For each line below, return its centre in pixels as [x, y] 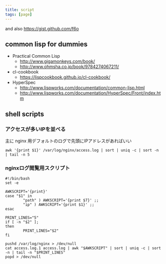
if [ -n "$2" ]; [22, 222]
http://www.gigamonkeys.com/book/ [57, 61]
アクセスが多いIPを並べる [36, 129]
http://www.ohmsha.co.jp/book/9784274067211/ [69, 67]
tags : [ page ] [19, 14]
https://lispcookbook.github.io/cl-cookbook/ [65, 77]
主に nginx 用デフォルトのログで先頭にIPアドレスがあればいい [68, 141]
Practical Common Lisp [36, 56]
